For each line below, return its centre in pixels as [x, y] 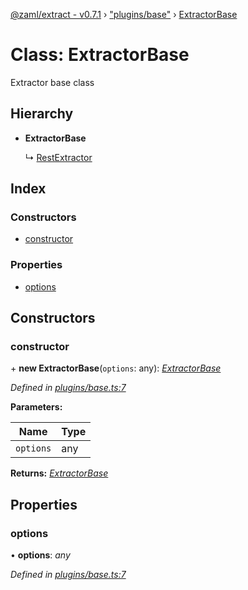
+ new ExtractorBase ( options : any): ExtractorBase [116, 368]
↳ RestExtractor [58, 157]
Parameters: [36, 407]
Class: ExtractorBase [100, 55]
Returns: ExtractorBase [59, 473]
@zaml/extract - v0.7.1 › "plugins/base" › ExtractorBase [124, 14]
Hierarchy [42, 114]
